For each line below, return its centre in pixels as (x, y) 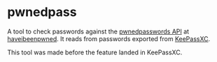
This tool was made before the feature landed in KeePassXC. (95, 52)
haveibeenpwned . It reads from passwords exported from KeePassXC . (109, 38)
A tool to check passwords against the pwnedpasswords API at (98, 31)
